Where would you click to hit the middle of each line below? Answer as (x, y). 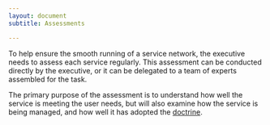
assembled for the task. (48, 79)
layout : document (38, 16)
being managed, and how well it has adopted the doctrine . (105, 112)
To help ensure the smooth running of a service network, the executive (127, 53)
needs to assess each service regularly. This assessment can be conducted (135, 62)
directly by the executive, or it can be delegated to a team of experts (123, 70)
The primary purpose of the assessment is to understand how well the (126, 94)
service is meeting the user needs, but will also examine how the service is (133, 103)
